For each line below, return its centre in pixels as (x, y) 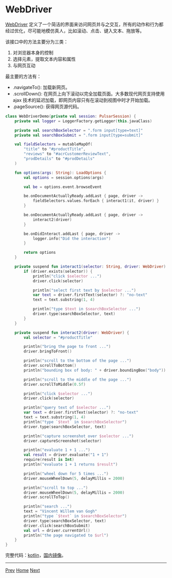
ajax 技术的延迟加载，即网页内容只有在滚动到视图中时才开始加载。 (83, 100)
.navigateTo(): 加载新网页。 (41, 87)
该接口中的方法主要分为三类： (37, 42)
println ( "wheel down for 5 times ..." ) (66, 474)
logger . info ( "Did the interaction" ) (72, 238)
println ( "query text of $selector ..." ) (67, 408)
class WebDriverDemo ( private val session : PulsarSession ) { (71, 116)
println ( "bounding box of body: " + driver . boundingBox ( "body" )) (95, 370)
